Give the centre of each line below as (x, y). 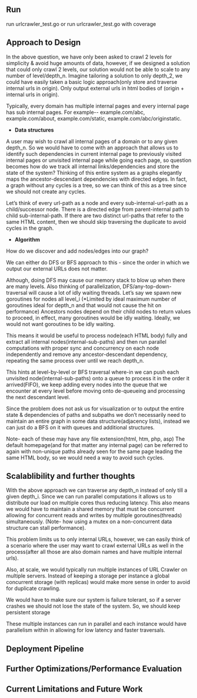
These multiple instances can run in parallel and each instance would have (96, 624)
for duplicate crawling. (33, 588)
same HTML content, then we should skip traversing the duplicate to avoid (96, 221)
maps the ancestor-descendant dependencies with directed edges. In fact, (97, 179)
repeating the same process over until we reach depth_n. (75, 360)
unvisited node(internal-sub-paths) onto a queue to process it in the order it (98, 378)
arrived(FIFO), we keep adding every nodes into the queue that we (87, 384)
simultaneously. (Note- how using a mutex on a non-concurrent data (89, 521)
